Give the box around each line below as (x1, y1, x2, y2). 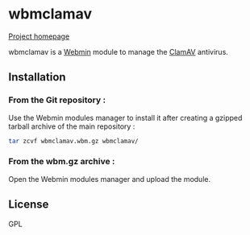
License (8, 198, 49, 212)
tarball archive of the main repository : (8, 122, 135, 131)
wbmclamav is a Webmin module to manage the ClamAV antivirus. (8, 47, 228, 56)
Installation (8, 70, 66, 85)
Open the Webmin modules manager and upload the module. (8, 174, 211, 183)
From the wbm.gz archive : (8, 156, 115, 167)
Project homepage (8, 31, 70, 41)
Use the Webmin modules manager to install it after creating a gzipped (8, 113, 243, 122)
